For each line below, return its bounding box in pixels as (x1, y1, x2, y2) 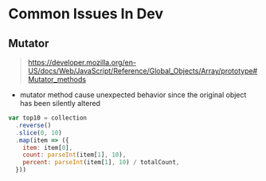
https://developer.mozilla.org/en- (27, 57, 137, 67)
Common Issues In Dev (8, 5, 163, 23)
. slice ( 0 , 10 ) (15, 128, 62, 136)
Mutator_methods (27, 75, 86, 84)
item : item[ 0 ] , (22, 144, 73, 151)
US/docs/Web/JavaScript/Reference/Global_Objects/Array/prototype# (27, 66, 258, 76)
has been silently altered (19, 99, 101, 108)
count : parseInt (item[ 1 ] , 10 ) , (22, 151, 127, 159)
